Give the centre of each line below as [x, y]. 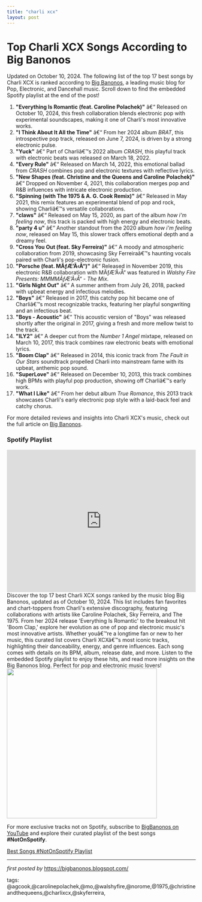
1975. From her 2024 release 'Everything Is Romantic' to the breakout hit [96, 620]
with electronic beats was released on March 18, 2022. [83, 158]
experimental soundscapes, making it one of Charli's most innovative [101, 120]
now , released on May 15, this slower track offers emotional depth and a [104, 234]
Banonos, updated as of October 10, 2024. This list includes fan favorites [97, 601]
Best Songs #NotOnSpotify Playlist [49, 851]
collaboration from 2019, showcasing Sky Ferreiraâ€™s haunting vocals [103, 254]
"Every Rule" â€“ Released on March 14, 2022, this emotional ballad [100, 164]
